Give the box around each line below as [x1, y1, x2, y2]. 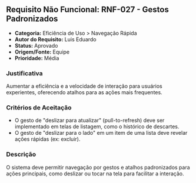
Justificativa [6, 69, 43, 77]
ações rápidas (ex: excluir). [14, 135, 81, 143]
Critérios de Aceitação [6, 104, 72, 112]
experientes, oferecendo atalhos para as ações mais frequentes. [6, 89, 163, 96]
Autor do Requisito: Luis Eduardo [14, 35, 97, 43]
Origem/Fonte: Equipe [14, 48, 69, 55]
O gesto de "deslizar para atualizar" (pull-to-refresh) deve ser [14, 117, 165, 124]
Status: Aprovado [14, 42, 58, 49]
